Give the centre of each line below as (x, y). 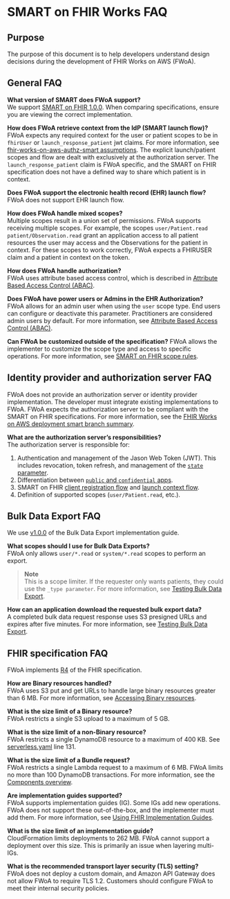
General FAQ (35, 83)
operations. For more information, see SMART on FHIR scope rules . (103, 356)
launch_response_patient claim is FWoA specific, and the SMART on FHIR (112, 164)
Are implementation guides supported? (65, 795)
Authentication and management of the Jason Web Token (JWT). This (116, 458)
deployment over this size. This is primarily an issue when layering (102, 846)
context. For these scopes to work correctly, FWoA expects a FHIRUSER (109, 250)
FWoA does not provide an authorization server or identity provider (103, 394)
